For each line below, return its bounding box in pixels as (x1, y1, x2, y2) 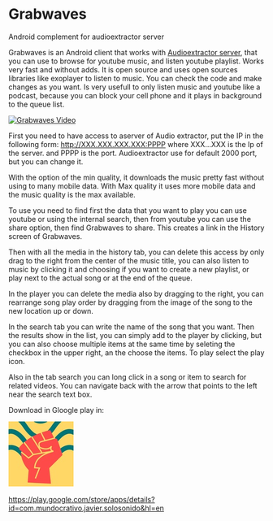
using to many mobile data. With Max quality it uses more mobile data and (8, 180, 256, 191)
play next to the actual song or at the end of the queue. (8, 273, 193, 283)
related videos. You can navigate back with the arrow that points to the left (8, 380, 258, 390)
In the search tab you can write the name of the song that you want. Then (8, 322, 254, 332)
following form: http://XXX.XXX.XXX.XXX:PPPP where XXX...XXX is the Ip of (8, 139, 264, 149)
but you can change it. (8, 156, 84, 167)
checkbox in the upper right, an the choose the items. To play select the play (8, 347, 265, 358)
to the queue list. (8, 99, 65, 109)
